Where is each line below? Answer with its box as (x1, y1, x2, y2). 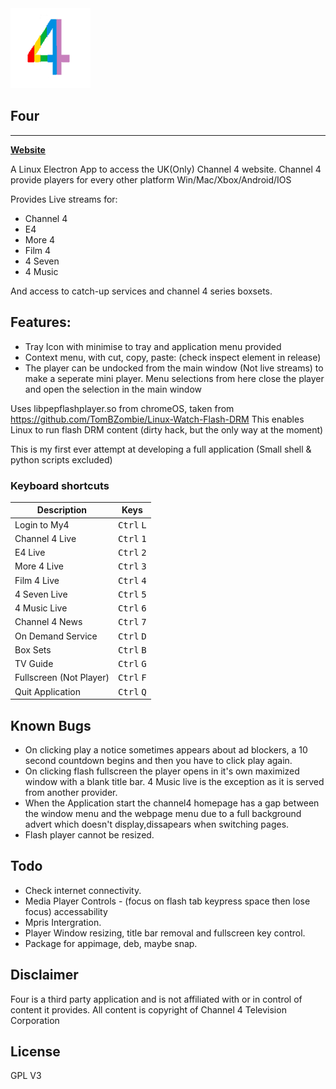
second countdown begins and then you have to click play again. (24, 754, 293, 766)
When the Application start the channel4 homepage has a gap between (24, 797, 320, 809)
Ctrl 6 (117, 603, 147, 614)
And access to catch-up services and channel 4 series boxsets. (10, 285, 273, 297)
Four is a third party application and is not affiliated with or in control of (10, 993, 303, 1005)
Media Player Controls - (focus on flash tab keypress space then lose (24, 895, 311, 907)
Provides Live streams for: (10, 193, 118, 205)
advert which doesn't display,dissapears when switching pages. (24, 818, 290, 830)
